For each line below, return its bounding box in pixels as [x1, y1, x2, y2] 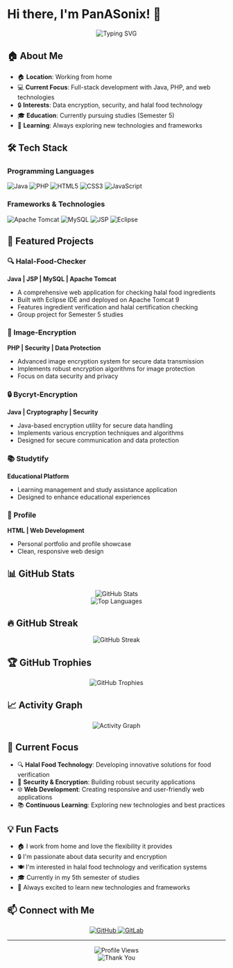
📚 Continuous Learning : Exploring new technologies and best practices [17, 801, 225, 809]
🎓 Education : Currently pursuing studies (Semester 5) [17, 111, 175, 119]
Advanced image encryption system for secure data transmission [17, 357, 205, 365]
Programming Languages [7, 167, 95, 176]
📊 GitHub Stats [7, 568, 75, 579]
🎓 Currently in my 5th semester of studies [17, 874, 140, 882]
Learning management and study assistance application [17, 486, 178, 494]
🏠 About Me [7, 50, 64, 62]
